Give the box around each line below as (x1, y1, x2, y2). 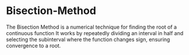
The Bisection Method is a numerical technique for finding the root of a (6, 23, 177, 30)
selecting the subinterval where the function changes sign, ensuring (6, 36, 170, 43)
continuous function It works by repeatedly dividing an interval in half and (6, 29, 184, 36)
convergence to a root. (6, 42, 61, 49)
